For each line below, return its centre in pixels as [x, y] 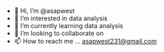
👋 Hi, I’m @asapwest [44, 11]
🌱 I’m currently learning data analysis [68, 26]
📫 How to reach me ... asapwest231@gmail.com [85, 41]
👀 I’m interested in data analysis [61, 18]
